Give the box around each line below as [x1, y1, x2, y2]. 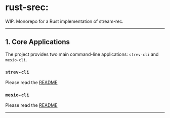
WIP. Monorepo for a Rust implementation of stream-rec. [5, 18, 124, 24]
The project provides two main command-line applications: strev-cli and [5, 51, 159, 57]
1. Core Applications [5, 37, 70, 47]
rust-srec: [5, 2, 49, 13]
